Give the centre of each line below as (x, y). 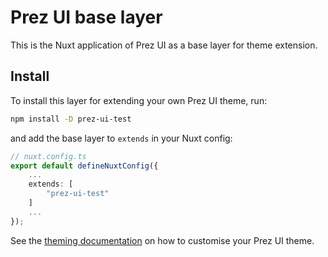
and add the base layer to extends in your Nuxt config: (121, 138)
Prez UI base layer (86, 17)
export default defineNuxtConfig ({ (84, 166)
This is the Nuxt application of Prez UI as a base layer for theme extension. (164, 45)
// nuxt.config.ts (48, 156)
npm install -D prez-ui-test (71, 119)
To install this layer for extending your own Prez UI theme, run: (139, 100)
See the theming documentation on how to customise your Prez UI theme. (162, 240)
